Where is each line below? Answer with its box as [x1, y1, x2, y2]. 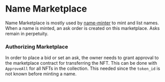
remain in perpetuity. [5, 30, 49, 36]
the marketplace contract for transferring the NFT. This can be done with [5, 60, 157, 66]
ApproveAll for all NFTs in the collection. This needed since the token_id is [5, 65, 160, 71]
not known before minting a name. [5, 71, 77, 77]
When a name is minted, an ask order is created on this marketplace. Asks [5, 25, 160, 31]
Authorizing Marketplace [5, 43, 68, 50]
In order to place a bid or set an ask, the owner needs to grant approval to [5, 55, 159, 61]
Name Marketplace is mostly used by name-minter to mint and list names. [5, 20, 159, 26]
